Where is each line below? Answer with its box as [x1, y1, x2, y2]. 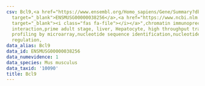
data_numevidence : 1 [6, 54, 59, 60]
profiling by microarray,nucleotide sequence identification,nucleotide [12, 31, 201, 38]
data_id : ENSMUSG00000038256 [6, 48, 81, 55]
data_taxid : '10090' [6, 65, 59, 71]
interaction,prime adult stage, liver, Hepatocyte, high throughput [12, 25, 190, 32]
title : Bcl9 [6, 71, 37, 77]
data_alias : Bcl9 [6, 43, 51, 49]
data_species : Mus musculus [6, 59, 78, 65]
